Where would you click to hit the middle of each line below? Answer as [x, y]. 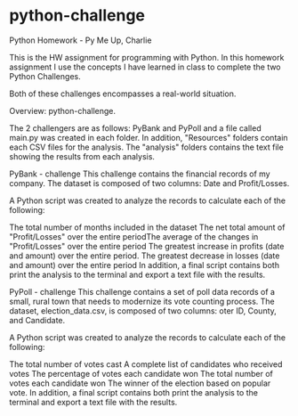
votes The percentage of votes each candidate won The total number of [141, 373]
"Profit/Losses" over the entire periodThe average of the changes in [134, 236]
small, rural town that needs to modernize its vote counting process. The [142, 301]
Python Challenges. [45, 76]
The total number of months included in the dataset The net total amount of [147, 227]
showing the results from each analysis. [82, 156]
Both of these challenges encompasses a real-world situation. [123, 94]
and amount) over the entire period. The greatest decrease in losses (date [145, 256]
